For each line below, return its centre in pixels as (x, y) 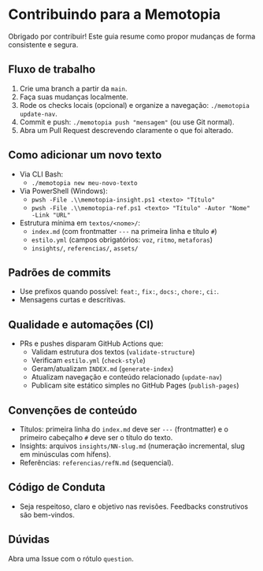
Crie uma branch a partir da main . (73, 88)
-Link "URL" (51, 215)
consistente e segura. (43, 44)
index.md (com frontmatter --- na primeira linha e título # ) (124, 231)
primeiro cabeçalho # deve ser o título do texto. (96, 438)
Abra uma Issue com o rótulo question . (71, 558)
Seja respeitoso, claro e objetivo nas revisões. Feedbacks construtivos (134, 506)
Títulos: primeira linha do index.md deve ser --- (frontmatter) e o (124, 429)
